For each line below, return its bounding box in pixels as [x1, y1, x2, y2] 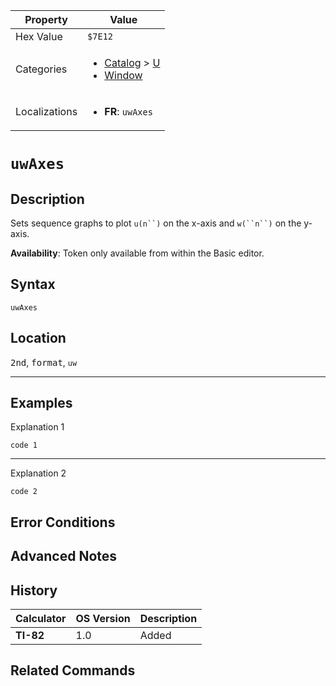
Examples [10, 395, 73, 412]
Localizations [15, 105, 78, 118]
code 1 [10, 440, 38, 451]
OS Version [75, 612, 131, 626]
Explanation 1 [10, 421, 65, 433]
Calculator [15, 612, 67, 626]
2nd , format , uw [10, 356, 78, 368]
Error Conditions [10, 514, 116, 531]
